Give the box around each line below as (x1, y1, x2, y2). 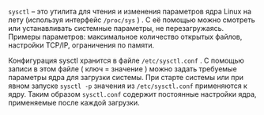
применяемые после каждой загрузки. (8, 98, 140, 107)
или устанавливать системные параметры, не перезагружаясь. (8, 24, 224, 33)
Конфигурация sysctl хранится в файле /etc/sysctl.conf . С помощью (8, 56, 245, 65)
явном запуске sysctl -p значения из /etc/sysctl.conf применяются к (8, 81, 247, 90)
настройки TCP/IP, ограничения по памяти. (8, 40, 155, 50)
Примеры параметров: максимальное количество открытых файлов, (8, 32, 243, 41)
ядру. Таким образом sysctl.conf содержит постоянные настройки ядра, (8, 90, 257, 98)
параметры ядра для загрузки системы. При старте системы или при (8, 73, 243, 82)
